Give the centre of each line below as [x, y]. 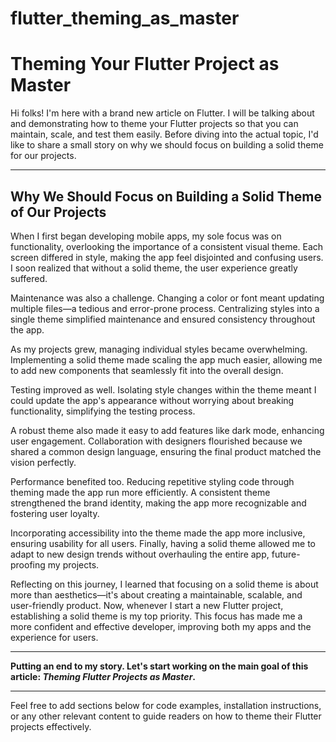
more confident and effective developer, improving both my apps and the [161, 626]
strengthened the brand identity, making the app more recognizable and [158, 503]
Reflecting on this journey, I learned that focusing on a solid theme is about [164, 584]
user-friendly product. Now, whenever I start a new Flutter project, [147, 605]
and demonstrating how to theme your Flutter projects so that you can [154, 124]
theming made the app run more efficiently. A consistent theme [140, 492]
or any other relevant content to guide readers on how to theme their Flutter [166, 716]
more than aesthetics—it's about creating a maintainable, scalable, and [156, 594]
